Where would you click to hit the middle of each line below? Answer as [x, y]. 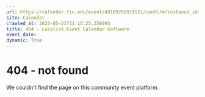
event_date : [21, 35]
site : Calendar [26, 18]
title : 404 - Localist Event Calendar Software [68, 29]
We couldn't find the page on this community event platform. [83, 87]
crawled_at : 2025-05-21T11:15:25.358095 [59, 23]
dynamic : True [24, 40]
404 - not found [47, 70]
